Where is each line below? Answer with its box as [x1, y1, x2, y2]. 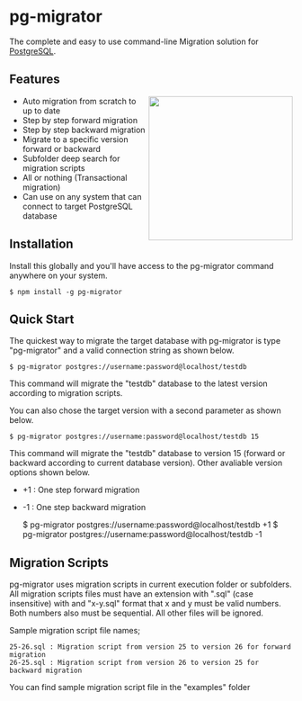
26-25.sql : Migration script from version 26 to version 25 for [9, 659, 259, 668]
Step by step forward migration [22, 114, 138, 125]
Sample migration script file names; [9, 625, 141, 636]
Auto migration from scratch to [22, 95, 137, 106]
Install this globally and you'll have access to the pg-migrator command [9, 260, 274, 271]
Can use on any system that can [22, 191, 142, 202]
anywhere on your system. [9, 270, 108, 281]
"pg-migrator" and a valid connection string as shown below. [9, 345, 235, 356]
